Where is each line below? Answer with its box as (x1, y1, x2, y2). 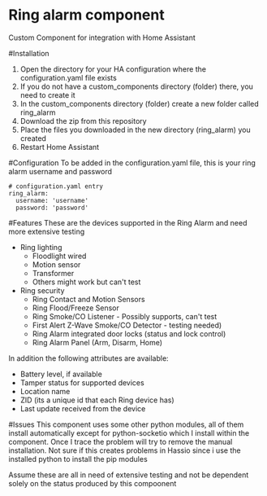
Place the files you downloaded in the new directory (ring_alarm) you (19, 125, 251, 134)
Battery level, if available (19, 369, 103, 379)
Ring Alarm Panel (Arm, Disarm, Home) (32, 337, 163, 347)
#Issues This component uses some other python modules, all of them (8, 419, 244, 429)
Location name (19, 386, 71, 396)
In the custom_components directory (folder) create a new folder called (19, 99, 260, 108)
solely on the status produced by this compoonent (8, 478, 177, 488)
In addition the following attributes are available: (8, 353, 169, 363)
